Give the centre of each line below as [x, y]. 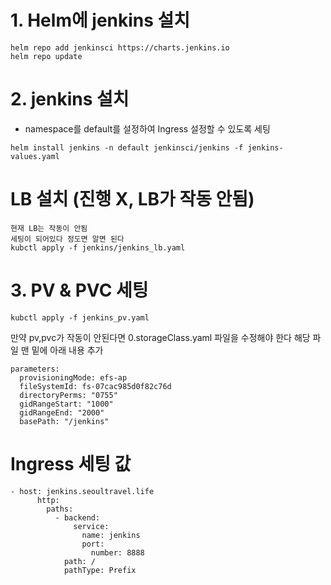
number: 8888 [117, 552]
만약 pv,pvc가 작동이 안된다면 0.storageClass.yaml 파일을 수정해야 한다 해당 [160, 337]
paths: [60, 509]
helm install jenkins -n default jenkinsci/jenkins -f [127, 147]
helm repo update [46, 56]
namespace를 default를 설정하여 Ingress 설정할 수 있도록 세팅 [147, 128]
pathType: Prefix [100, 570]
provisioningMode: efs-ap [73, 377]
